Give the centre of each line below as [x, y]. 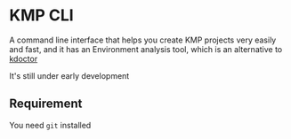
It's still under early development [69, 75]
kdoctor [24, 58]
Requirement [46, 104]
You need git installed [50, 125]
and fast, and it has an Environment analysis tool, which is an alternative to [146, 49]
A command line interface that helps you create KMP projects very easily [143, 40]
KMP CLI [41, 15]
